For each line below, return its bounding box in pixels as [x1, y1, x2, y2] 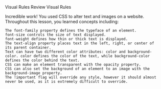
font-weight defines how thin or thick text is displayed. [5, 36, 128, 41]
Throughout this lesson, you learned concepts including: [5, 19, 119, 24]
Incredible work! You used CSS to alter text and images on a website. [5, 14, 144, 19]
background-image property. [5, 71, 63, 75]
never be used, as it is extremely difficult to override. [5, 79, 128, 84]
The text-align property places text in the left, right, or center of [5, 41, 154, 46]
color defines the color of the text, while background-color [20, 53, 150, 58]
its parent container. [5, 45, 51, 50]
